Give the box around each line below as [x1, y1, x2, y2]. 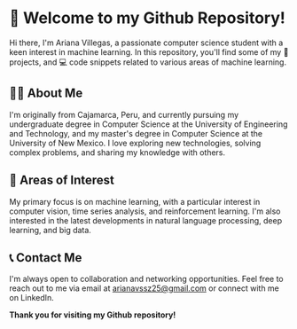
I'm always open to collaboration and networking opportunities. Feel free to [9, 274, 284, 285]
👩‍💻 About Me [9, 86, 83, 101]
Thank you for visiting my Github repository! [9, 309, 176, 320]
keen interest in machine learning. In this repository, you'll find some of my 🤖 [9, 46, 289, 57]
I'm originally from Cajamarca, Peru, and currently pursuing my [9, 109, 239, 120]
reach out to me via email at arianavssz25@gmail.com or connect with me [9, 283, 279, 294]
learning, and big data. [9, 224, 91, 235]
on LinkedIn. [9, 293, 55, 303]
